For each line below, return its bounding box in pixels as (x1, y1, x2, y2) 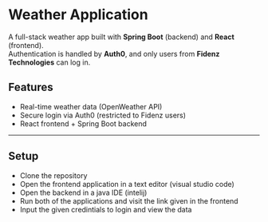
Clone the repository (19, 170, 88, 180)
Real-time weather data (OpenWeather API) (19, 101, 163, 111)
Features (8, 81, 53, 94)
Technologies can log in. (8, 57, 91, 67)
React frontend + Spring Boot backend (19, 118, 148, 129)
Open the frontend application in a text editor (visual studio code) (19, 179, 235, 188)
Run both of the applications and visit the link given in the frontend (19, 196, 238, 205)
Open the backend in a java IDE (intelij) (19, 188, 148, 197)
